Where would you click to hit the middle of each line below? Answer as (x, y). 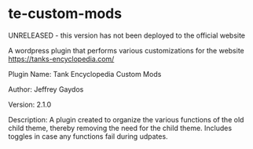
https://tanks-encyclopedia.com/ (61, 59)
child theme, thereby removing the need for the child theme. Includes (120, 128)
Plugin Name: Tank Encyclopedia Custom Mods (85, 74)
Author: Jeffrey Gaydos (46, 89)
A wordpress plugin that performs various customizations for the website (126, 50)
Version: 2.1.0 (30, 104)
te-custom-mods (65, 14)
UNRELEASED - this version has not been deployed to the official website (127, 35)
